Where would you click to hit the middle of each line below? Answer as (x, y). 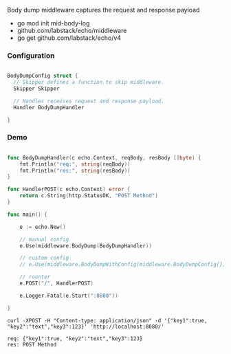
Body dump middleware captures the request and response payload (103, 10)
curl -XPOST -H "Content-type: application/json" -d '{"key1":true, (107, 320)
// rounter (35, 277)
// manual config (44, 239)
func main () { (27, 214)
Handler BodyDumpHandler (49, 107)
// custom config (44, 258)
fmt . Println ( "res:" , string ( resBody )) (75, 170)
